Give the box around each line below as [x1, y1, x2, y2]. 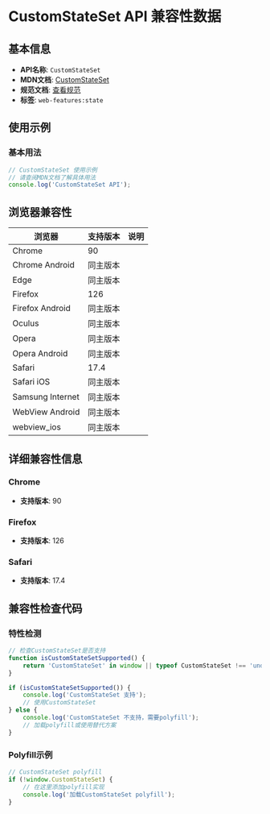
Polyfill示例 [8, 749, 53, 760]
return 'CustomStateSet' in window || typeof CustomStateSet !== [22, 662, 247, 670]
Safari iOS [12, 376, 51, 388]
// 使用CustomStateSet [22, 699, 96, 707]
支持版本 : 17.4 [19, 575, 66, 585]
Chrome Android [12, 260, 75, 271]
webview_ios [12, 422, 62, 433]
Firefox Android [12, 303, 71, 314]
